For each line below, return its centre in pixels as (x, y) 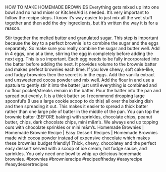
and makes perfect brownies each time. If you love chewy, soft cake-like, (80, 69)
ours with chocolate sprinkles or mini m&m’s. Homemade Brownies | (75, 127)
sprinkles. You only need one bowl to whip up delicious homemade (74, 154)
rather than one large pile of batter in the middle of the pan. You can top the (82, 112)
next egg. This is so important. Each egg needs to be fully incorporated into (82, 59)
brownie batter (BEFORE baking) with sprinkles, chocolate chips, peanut (79, 117)
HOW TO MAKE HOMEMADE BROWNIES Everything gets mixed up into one (82, 7)
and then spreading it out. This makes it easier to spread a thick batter (77, 106)
